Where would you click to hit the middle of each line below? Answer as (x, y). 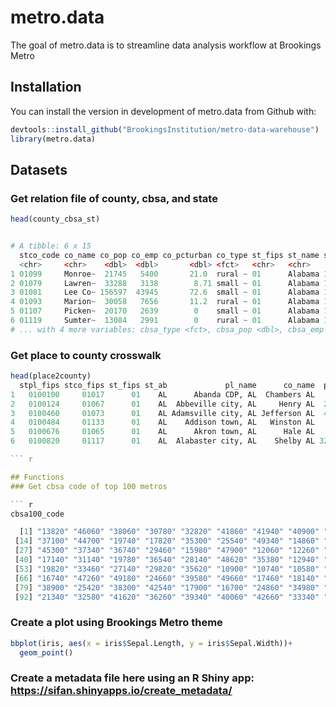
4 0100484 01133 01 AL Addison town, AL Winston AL (162, 422)
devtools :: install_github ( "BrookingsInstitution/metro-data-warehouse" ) (165, 129)
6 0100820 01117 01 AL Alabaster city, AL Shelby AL (162, 441)
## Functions (37, 477)
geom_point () (46, 652)
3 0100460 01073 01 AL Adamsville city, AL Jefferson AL (162, 413)
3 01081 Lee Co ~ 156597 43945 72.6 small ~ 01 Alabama (165, 292)
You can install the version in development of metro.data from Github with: (163, 111)
